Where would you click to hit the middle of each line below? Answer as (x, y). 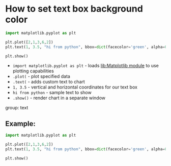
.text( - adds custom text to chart (49, 82)
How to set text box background (74, 9)
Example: (20, 124)
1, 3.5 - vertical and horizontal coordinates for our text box (75, 87)
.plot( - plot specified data (41, 76)
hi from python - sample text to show (52, 93)
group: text (17, 108)
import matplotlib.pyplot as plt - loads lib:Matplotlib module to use (86, 66)
